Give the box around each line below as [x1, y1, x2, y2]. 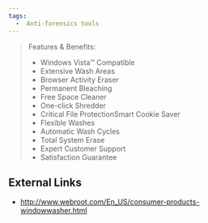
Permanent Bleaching [40, 83, 112, 93]
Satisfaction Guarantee [40, 152, 117, 162]
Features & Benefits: [28, 41, 96, 51]
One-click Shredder [40, 101, 107, 110]
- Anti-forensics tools [15, 19, 100, 28]
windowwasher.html [19, 206, 87, 216]
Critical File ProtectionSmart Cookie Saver [40, 109, 180, 118]
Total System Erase [40, 135, 105, 144]
